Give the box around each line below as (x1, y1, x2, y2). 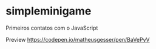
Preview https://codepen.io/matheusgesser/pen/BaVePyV (5, 36, 150, 43)
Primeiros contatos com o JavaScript (5, 24, 98, 31)
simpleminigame (5, 4, 92, 18)
